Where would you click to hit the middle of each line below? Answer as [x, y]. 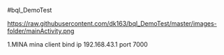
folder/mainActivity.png [41, 31]
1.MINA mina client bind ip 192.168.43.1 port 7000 [77, 44]
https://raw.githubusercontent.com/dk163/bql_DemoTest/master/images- [112, 23]
